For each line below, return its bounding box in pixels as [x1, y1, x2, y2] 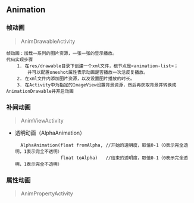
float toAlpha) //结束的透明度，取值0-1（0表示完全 [60, 155, 184, 161]
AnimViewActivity [20, 117, 64, 124]
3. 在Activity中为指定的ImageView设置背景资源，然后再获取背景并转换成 [17, 82, 177, 88]
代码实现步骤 [6, 57, 33, 63]
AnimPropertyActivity [20, 190, 73, 197]
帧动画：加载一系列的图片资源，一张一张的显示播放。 [6, 50, 117, 56]
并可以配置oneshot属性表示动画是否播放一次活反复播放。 [27, 69, 148, 75]
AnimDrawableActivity [20, 38, 76, 45]
